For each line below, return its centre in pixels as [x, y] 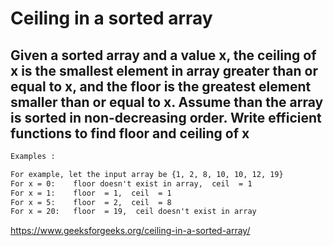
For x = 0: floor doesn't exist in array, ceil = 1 [131, 183]
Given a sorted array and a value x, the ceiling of [163, 55]
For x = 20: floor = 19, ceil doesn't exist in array [133, 212]
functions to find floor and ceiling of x [130, 133]
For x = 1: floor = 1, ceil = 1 [91, 193]
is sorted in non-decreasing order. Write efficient [166, 117]
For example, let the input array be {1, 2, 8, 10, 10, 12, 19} [147, 174]
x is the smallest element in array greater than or [164, 70]
